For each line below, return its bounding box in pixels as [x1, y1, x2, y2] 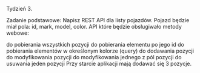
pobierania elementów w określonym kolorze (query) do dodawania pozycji [6, 47, 194, 54]
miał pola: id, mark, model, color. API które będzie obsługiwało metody [6, 23, 182, 30]
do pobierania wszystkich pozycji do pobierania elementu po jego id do [6, 41, 185, 48]
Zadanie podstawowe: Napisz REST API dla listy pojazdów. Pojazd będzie [6, 17, 190, 23]
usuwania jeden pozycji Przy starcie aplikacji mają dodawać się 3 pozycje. [6, 60, 192, 67]
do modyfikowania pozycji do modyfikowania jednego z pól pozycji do [6, 54, 182, 60]
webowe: [6, 29, 29, 36]
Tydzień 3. [6, 5, 33, 12]
